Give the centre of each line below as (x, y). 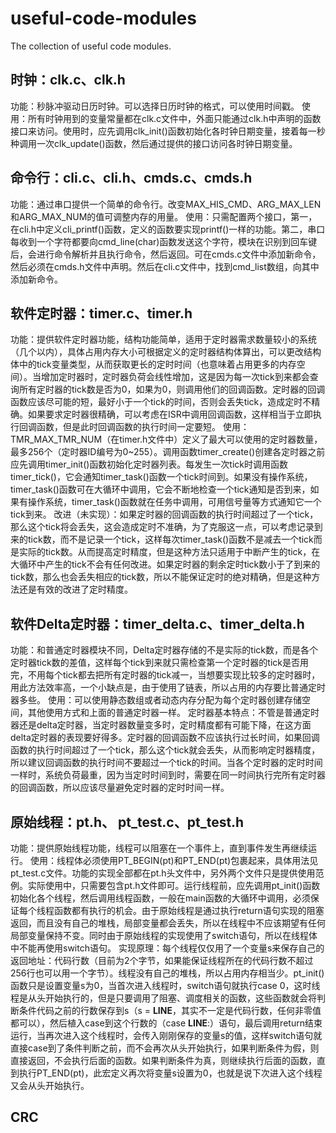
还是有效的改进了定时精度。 (75, 589)
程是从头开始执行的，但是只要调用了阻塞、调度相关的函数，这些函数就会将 (163, 998)
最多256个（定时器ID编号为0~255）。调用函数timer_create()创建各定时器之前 (168, 452)
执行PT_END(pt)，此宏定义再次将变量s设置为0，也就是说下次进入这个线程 (170, 1073)
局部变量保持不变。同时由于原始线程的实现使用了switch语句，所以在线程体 (164, 935)
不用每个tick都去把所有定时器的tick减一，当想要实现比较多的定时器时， (174, 675)
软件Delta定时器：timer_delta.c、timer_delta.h (157, 623)
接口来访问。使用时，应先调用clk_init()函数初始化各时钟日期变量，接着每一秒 (168, 131)
